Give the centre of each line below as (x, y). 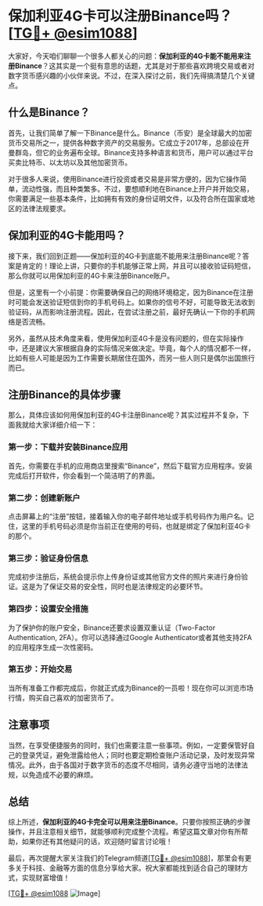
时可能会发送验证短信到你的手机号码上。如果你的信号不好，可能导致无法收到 (131, 302)
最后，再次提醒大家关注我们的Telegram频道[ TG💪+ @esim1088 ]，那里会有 (126, 858)
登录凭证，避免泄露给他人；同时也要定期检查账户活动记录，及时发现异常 (138, 755)
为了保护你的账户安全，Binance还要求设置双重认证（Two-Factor (112, 628)
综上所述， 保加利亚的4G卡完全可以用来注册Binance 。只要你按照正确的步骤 (130, 822)
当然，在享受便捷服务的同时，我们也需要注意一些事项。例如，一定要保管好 (128, 745)
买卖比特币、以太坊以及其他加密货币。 (70, 162)
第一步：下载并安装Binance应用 (68, 447)
